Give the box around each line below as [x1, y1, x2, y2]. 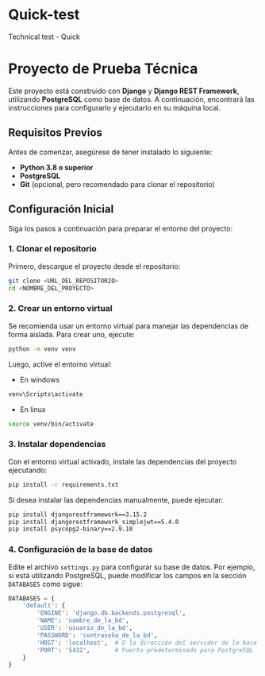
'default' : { [22, 602, 66, 610]
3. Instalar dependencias [8, 439, 106, 450]
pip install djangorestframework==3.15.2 [8, 511, 148, 519]
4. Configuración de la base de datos [8, 544, 153, 555]
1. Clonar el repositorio [8, 243, 97, 254]
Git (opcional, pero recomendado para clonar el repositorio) [19, 179, 216, 188]
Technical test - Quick [8, 32, 81, 41]
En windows [19, 375, 60, 384]
